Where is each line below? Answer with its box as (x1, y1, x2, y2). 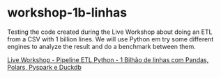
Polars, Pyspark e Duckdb (7, 63, 82, 71)
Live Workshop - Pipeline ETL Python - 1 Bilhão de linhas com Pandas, (7, 55, 209, 64)
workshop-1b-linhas (7, 5, 128, 21)
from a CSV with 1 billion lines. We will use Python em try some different (7, 35, 214, 43)
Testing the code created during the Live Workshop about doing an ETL (7, 28, 213, 36)
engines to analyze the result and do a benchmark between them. (7, 42, 197, 50)
